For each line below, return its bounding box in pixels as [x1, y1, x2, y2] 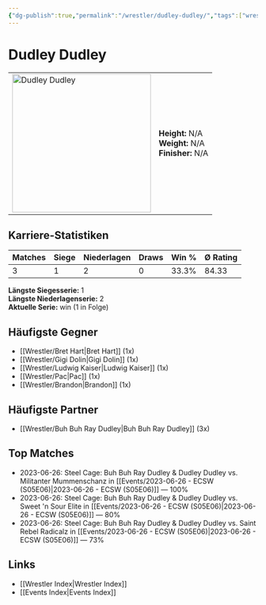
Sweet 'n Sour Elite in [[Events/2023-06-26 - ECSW [19, 501, 189, 511]
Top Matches [8, 447, 74, 460]
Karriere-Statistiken [8, 229, 109, 242]
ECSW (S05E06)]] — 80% [35, 509, 121, 519]
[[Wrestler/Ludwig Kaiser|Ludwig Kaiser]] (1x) [19, 363, 169, 372]
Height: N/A [158, 127, 203, 138]
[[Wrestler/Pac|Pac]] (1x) [19, 372, 101, 381]
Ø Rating [204, 252, 238, 263]
